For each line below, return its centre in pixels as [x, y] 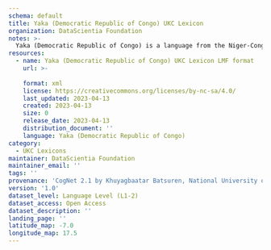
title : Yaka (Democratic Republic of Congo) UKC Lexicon [106, 23]
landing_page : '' [38, 219]
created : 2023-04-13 [57, 106]
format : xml [43, 83]
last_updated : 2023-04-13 [67, 98]
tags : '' [23, 173]
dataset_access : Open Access [57, 203]
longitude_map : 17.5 [43, 233]
